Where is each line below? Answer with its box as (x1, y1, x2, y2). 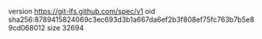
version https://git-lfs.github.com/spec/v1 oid (8, 7, 156, 16)
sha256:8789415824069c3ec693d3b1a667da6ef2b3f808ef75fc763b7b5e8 (8, 15, 255, 24)
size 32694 (47, 23, 85, 32)
